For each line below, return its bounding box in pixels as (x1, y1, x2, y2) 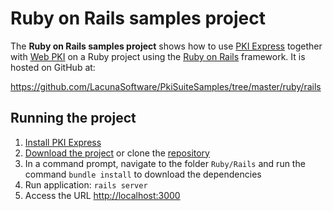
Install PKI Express (24, 136, 102, 148)
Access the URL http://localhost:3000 (24, 189, 181, 201)
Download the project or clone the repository (24, 147, 210, 159)
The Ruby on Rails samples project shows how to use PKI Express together (10, 40, 323, 52)
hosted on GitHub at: (10, 61, 96, 73)
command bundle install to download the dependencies (24, 168, 262, 180)
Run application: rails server (24, 178, 148, 191)
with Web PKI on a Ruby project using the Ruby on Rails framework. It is (10, 50, 306, 62)
